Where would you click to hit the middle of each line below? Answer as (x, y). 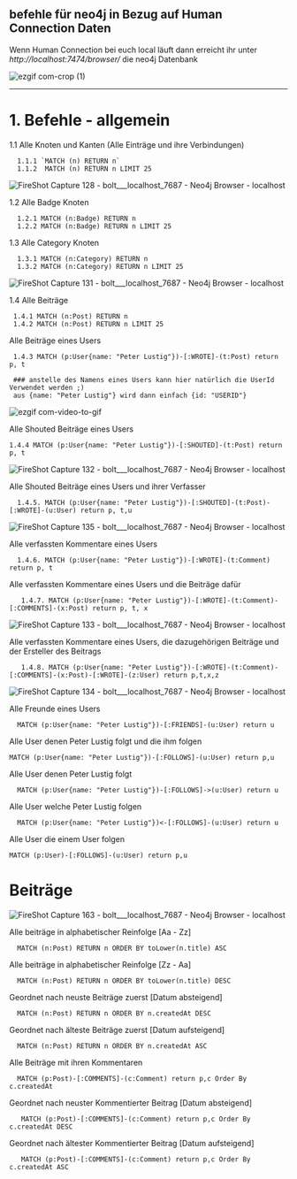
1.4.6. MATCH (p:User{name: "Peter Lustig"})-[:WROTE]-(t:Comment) (144, 560)
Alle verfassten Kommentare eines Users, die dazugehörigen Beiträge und (144, 641)
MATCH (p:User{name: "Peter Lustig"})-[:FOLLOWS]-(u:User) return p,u (142, 757)
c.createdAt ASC (39, 1167)
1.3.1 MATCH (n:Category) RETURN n (83, 259)
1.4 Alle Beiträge (39, 300)
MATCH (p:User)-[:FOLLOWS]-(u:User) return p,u (99, 855)
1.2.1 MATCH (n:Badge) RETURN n (77, 218)
